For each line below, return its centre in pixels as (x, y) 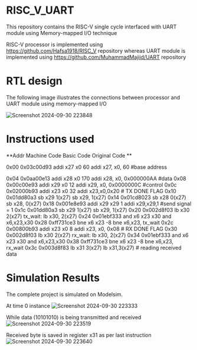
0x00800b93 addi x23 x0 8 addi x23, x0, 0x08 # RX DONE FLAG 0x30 (92, 229)
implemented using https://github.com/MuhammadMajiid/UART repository (96, 57)
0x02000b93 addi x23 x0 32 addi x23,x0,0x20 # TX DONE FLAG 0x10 (91, 191)
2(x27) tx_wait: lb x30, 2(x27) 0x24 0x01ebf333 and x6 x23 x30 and (89, 216)
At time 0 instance (28, 306)
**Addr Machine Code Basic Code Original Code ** (69, 155)
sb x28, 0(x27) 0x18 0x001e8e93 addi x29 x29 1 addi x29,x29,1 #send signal (99, 203)
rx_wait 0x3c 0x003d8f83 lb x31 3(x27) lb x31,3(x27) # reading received (94, 248)
